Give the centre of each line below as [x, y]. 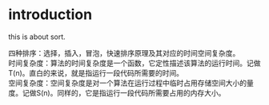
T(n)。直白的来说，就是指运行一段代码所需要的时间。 [96, 72]
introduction [50, 15]
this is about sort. [37, 37]
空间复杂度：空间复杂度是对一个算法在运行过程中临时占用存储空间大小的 [127, 83]
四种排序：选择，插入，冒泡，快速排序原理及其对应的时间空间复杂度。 [124, 52]
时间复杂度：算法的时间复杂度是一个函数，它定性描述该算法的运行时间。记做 [134, 63]
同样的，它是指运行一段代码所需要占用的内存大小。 [141, 92]
